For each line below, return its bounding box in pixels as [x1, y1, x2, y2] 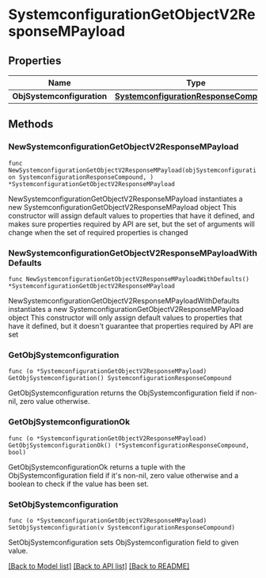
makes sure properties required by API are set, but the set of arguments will [8, 219, 255, 229]
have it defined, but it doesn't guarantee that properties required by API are [8, 321, 253, 330]
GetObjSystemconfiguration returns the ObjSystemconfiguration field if [8, 388, 240, 397]
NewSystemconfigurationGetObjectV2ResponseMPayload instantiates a [8, 194, 243, 203]
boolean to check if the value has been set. [8, 479, 149, 489]
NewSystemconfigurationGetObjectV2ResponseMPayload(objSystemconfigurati [8, 166, 257, 174]
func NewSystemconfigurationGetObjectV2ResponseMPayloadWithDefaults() [8, 275, 249, 283]
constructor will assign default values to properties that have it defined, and [8, 211, 255, 220]
